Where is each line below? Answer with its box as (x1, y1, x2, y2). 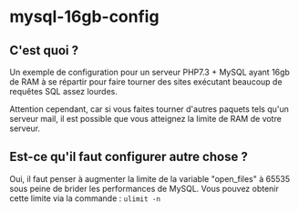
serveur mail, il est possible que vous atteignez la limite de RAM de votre (9, 114, 283, 124)
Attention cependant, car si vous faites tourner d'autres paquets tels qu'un (9, 104, 290, 115)
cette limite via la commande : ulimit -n (9, 193, 161, 204)
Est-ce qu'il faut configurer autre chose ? (9, 149, 248, 165)
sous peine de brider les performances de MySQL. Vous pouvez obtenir (9, 183, 280, 194)
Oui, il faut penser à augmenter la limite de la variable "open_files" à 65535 (9, 173, 291, 184)
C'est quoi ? (9, 43, 79, 58)
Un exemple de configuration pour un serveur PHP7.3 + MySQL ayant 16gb (9, 66, 290, 77)
